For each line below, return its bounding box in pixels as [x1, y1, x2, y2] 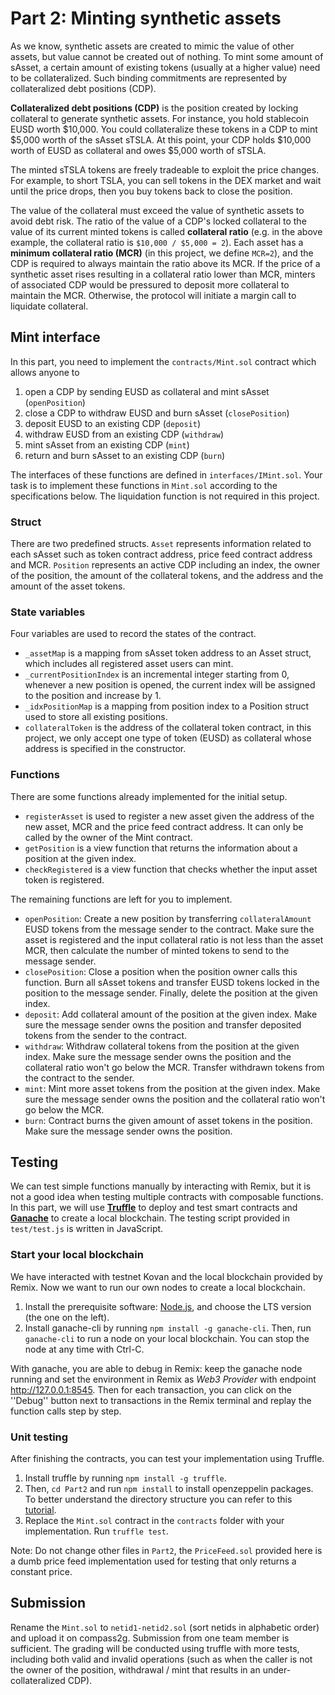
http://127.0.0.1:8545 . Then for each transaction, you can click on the [10, 1383, 293, 1396]
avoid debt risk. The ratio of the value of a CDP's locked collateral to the [10, 215, 307, 227]
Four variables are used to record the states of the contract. [10, 628, 257, 640]
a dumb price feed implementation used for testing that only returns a [10, 1555, 297, 1567]
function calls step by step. [10, 1405, 122, 1417]
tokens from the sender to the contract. [24, 1029, 188, 1041]
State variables [10, 605, 86, 619]
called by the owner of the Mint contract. [24, 831, 193, 843]
